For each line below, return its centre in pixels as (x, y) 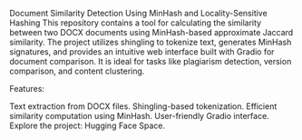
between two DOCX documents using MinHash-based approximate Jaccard (151, 32)
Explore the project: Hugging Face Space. (88, 125)
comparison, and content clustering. (77, 71)
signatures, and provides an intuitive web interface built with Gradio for (142, 52)
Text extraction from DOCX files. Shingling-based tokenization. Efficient (143, 106)
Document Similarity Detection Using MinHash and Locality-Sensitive (138, 13)
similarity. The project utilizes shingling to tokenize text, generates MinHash (151, 42)
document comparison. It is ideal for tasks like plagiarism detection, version (151, 61)
